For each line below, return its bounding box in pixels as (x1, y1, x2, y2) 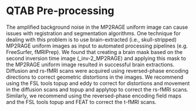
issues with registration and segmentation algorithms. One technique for (6, 29, 181, 36)
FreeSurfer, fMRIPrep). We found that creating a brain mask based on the (6, 48, 183, 55)
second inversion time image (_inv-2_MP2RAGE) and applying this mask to (6, 55, 187, 62)
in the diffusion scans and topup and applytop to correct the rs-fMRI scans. (6, 86, 189, 93)
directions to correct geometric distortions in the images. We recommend (6, 73, 184, 80)
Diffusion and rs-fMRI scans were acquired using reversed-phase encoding (6, 67, 189, 74)
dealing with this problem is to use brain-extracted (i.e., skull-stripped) (6, 36, 177, 43)
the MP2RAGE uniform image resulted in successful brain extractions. (6, 60, 175, 68)
